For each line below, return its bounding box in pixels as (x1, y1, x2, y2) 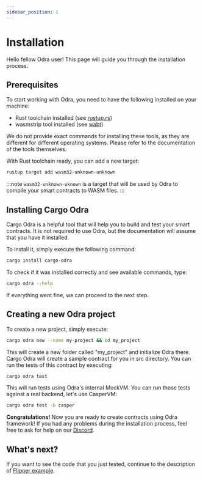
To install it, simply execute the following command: (6, 246, 136, 253)
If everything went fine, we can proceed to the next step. (6, 291, 149, 298)
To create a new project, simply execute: (6, 325, 109, 333)
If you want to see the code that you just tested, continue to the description (6, 460, 195, 468)
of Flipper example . (6, 467, 55, 474)
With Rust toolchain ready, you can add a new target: (6, 157, 140, 165)
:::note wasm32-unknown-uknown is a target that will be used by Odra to (6, 180, 179, 188)
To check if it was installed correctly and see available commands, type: (6, 268, 188, 276)
